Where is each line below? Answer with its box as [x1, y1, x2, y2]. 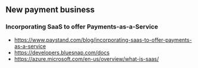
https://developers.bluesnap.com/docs [14, 49, 110, 56]
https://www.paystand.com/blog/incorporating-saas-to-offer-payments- [14, 36, 192, 44]
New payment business [5, 5, 95, 15]
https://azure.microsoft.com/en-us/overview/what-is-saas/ [14, 55, 159, 62]
